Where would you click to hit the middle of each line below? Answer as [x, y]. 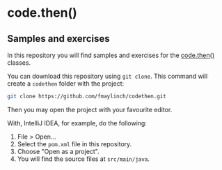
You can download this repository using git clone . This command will [108, 76]
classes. [19, 63]
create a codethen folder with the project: [66, 84]
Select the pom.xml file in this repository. [74, 144]
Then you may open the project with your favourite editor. [90, 109]
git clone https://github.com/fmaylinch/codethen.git [87, 96]
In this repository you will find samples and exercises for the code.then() [111, 55]
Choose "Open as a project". [58, 151]
